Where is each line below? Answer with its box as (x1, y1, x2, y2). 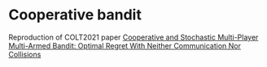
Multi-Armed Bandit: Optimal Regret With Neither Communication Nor (8, 40, 242, 50)
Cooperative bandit (8, 6, 142, 24)
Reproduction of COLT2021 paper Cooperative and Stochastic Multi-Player (8, 32, 259, 42)
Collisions (8, 49, 42, 59)
